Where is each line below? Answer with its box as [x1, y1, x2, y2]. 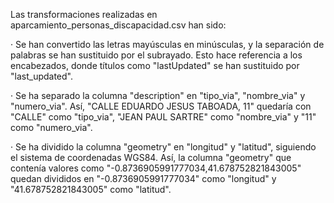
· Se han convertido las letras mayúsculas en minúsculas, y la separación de [10, 39, 325, 50]
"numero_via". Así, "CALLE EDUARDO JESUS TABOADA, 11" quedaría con [10, 100, 312, 112]
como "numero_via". [10, 122, 93, 133]
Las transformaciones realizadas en [10, 9, 158, 20]
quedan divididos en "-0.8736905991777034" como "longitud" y [10, 173, 277, 184]
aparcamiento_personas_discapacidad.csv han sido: [10, 19, 227, 31]
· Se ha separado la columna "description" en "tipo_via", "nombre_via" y [10, 90, 306, 101]
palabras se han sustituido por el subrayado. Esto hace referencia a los [10, 49, 303, 61]
